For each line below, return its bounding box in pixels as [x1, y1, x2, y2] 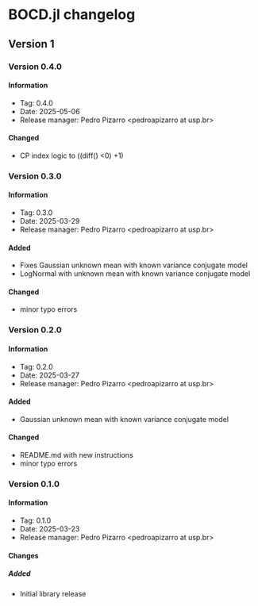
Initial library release [19, 589, 87, 598]
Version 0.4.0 [8, 61, 62, 72]
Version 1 [8, 37, 55, 51]
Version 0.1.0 [8, 478, 60, 489]
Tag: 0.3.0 [19, 208, 53, 217]
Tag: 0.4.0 [19, 98, 53, 108]
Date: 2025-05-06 [19, 106, 81, 116]
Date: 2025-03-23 [19, 524, 80, 534]
